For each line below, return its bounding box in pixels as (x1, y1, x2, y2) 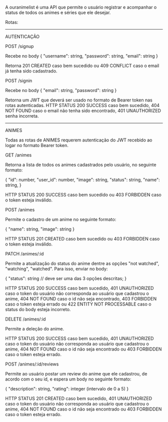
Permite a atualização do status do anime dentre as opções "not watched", (5, 260, 159, 266)
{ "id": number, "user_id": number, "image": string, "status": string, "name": (5, 177, 160, 182)
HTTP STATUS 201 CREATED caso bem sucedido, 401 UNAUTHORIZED (5, 395, 152, 401)
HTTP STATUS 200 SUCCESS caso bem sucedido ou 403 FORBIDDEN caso (5, 192, 161, 197)
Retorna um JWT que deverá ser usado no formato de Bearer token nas (5, 97, 152, 103)
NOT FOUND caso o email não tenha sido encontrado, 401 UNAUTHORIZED (5, 107, 161, 113)
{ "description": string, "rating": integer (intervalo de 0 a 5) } (5, 386, 129, 391)
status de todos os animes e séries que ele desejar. (5, 9, 111, 15)
